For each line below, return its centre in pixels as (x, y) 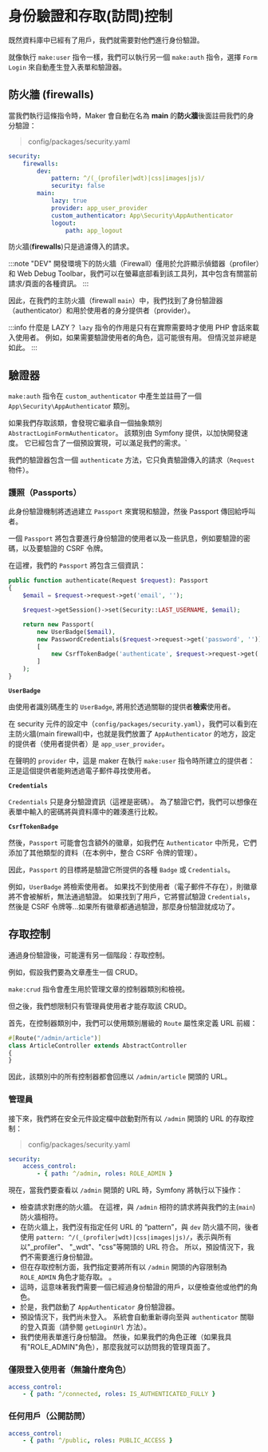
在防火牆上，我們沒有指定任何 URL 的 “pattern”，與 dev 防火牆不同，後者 (139, 1227)
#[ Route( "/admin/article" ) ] (55, 1038)
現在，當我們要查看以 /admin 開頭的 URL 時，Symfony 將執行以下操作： (126, 1190)
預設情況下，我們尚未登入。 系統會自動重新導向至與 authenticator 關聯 (137, 1317)
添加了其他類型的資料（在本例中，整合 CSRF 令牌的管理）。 (105, 852)
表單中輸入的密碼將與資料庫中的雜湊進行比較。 (85, 812)
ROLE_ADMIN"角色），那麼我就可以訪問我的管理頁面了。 (122, 1347)
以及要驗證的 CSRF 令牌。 (65, 548)
